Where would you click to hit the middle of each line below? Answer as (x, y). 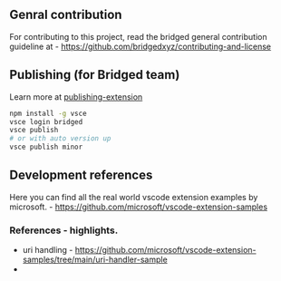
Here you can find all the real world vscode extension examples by (134, 197)
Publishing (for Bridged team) (95, 75)
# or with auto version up (60, 139)
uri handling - (48, 250)
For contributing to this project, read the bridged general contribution (138, 36)
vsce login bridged (46, 121)
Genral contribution (66, 15)
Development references (81, 175)
